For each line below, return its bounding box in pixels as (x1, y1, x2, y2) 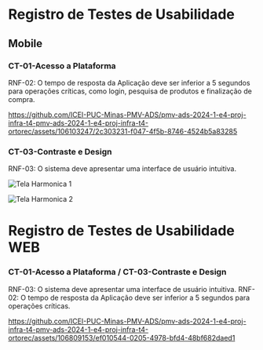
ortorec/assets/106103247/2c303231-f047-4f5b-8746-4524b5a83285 (8, 126, 238, 136)
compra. (8, 94, 35, 104)
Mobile (8, 37, 43, 50)
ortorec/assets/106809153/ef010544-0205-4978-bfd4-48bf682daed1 (8, 333, 236, 342)
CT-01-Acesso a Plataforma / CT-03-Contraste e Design (8, 267, 227, 278)
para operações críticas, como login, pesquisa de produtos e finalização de (8, 86, 253, 96)
